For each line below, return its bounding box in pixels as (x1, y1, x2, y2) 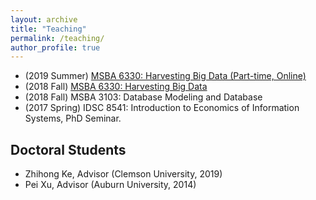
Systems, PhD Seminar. (24, 112, 122, 125)
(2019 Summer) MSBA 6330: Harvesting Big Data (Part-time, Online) (24, 70, 307, 82)
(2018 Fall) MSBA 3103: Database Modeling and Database (24, 91, 263, 103)
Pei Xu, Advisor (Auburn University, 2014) (24, 179, 197, 191)
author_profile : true (10, 42, 101, 53)
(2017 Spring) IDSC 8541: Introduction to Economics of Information (24, 102, 300, 114)
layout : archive (10, 14, 78, 25)
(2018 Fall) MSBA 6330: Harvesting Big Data (24, 81, 208, 93)
